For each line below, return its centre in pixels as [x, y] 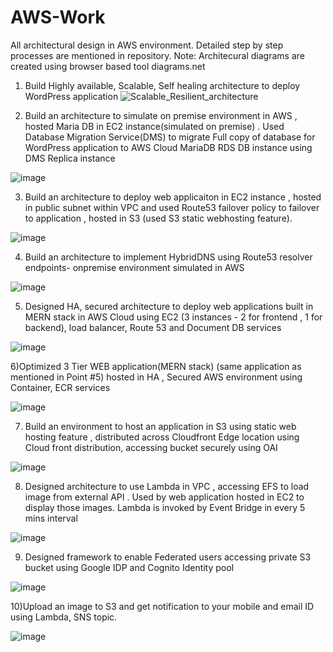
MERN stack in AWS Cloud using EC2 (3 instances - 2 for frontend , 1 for [173, 317]
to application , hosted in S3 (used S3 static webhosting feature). [158, 218]
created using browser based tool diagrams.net [108, 66]
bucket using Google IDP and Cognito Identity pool [129, 567]
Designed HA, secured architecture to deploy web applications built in [169, 306]
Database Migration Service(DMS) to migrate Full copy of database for [170, 137]
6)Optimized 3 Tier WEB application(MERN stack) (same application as [156, 366]
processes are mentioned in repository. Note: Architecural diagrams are [157, 55]
